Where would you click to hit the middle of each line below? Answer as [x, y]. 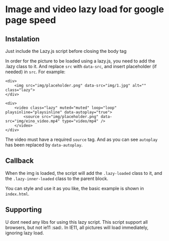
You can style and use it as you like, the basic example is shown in [75, 188]
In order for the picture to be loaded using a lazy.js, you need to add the [80, 61]
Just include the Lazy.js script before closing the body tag [66, 51]
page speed [31, 20]
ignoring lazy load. [25, 233]
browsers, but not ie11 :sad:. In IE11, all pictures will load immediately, [77, 227]
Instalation [22, 39]
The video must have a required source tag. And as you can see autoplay [81, 139]
